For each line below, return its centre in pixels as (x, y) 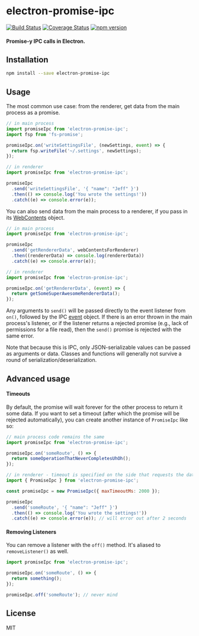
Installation (27, 60)
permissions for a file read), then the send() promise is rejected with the (94, 330)
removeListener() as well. (37, 552)
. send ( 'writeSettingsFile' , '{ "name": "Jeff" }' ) (75, 188)
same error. (20, 336)
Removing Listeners (31, 532)
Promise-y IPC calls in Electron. (46, 41)
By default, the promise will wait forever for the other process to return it (94, 407)
